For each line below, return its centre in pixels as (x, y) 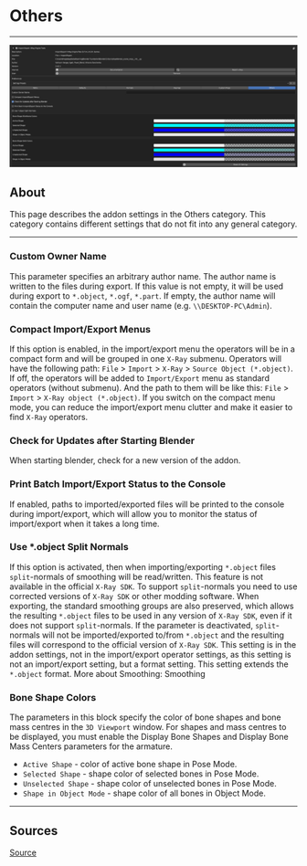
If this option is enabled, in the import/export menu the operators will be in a (152, 349)
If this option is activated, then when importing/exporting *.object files (143, 566)
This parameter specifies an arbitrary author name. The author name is (143, 276)
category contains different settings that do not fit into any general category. (153, 224)
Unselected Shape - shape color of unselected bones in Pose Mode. (149, 784)
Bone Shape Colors (53, 697)
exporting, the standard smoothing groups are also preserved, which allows (152, 606)
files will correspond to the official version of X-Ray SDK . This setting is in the (153, 644)
